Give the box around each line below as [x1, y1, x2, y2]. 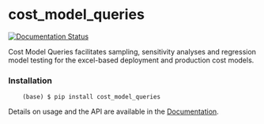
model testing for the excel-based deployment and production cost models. [8, 55, 255, 65]
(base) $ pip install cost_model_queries [22, 93, 160, 101]
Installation [8, 75, 53, 86]
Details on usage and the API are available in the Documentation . [8, 107, 219, 116]
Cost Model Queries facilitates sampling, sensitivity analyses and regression [8, 47, 257, 56]
